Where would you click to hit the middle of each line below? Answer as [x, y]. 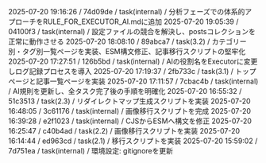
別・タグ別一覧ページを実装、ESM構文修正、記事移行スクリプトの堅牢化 [127, 51]
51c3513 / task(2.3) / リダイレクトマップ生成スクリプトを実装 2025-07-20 [130, 101]
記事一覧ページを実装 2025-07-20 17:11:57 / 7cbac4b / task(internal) [147, 81]
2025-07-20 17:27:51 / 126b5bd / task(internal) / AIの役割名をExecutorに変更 [133, 61]
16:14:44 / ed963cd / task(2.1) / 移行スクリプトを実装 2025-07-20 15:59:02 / [133, 141]
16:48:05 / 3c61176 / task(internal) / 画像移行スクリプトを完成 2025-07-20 [130, 111]
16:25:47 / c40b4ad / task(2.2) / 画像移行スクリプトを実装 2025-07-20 [124, 131]
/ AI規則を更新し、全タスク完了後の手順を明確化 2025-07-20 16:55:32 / [125, 91]
